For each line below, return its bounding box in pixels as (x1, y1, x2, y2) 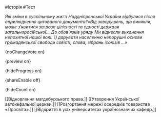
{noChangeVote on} (5, 49, 45, 55)
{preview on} (5, 58, 31, 64)
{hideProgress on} (5, 68, 42, 74)
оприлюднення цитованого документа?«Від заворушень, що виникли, (5, 19, 152, 24)
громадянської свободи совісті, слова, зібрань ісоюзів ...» (5, 39, 128, 45)
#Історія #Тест (5, 4, 36, 10)
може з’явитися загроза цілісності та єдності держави (5, 24, 120, 30)
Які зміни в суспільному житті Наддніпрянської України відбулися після (5, 14, 155, 19)
